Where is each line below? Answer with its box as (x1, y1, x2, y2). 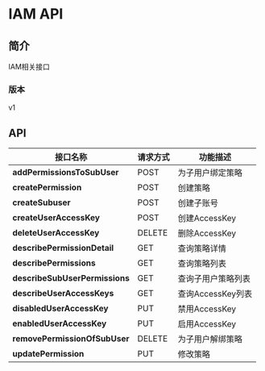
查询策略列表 (177, 258, 227, 269)
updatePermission (12, 348, 85, 360)
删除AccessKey (177, 227, 237, 239)
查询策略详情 (177, 243, 227, 254)
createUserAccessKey (12, 212, 101, 223)
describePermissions (12, 257, 96, 269)
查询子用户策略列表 (177, 273, 251, 285)
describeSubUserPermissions (12, 273, 130, 284)
